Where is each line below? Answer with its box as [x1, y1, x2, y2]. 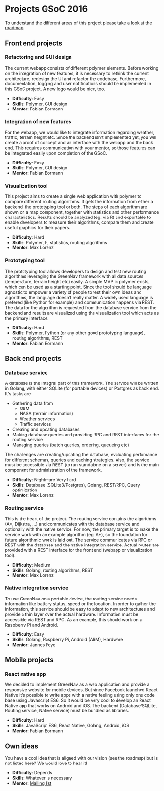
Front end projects [5, 39, 63, 48]
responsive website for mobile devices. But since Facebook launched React [5, 687, 158, 693]
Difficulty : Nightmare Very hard [12, 477, 76, 483]
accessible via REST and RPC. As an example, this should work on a [5, 616, 142, 622]
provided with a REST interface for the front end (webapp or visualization [5, 547, 153, 553]
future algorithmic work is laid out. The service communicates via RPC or [5, 537, 153, 543]
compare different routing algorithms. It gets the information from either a [5, 199, 153, 205]
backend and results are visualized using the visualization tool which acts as [5, 310, 159, 316]
